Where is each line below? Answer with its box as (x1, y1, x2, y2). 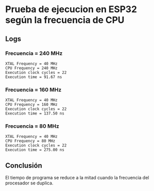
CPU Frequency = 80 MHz (5, 138, 56, 144)
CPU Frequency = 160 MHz (5, 102, 58, 107)
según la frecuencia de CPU (5, 14, 125, 26)
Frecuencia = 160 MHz (5, 86, 62, 93)
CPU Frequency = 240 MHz (5, 65, 58, 70)
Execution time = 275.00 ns (5, 147, 65, 152)
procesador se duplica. (5, 180, 54, 186)
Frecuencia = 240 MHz (5, 50, 63, 57)
